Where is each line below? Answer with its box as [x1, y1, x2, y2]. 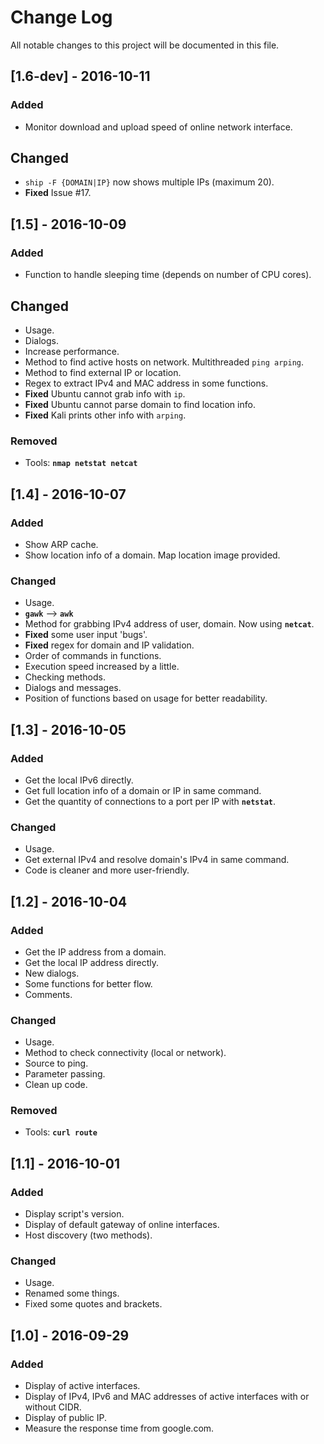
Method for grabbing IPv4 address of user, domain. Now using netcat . [24, 618, 315, 630]
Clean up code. [24, 1079, 88, 1091]
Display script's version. [24, 1208, 125, 1220]
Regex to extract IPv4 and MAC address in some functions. [24, 377, 269, 389]
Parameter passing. [24, 1068, 106, 1080]
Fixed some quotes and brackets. [24, 1298, 163, 1310]
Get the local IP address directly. [24, 956, 160, 968]
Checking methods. [24, 671, 107, 683]
